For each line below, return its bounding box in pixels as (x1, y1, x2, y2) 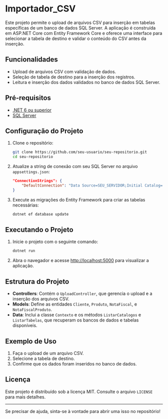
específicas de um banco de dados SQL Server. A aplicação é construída (5, 24, 156, 30)
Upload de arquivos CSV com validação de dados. (12, 68, 116, 74)
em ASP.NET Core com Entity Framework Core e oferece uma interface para (5, 30, 162, 36)
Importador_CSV (5, 3, 76, 14)
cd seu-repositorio (12, 154, 53, 159)
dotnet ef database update (12, 211, 69, 216)
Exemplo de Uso (5, 337, 56, 345)
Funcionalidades (5, 55, 58, 64)
